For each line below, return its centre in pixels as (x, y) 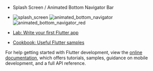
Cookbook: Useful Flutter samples (48, 42)
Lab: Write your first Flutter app (46, 32)
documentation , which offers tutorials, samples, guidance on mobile (76, 58)
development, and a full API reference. (46, 63)
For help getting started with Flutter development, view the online (74, 52)
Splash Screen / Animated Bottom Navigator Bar (63, 7)
